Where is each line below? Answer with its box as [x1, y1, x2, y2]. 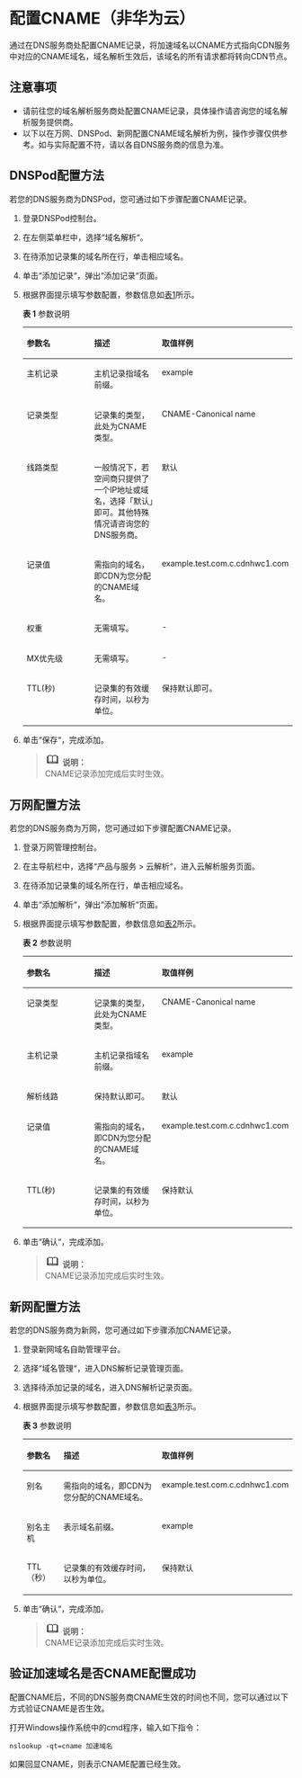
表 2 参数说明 [22, 937, 72, 949]
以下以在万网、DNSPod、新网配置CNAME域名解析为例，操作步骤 [22, 128, 264, 138]
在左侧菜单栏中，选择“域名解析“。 [22, 231, 148, 243]
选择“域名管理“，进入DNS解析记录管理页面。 [22, 1363, 189, 1374]
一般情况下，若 [93, 461, 150, 472]
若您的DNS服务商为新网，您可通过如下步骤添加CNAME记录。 [9, 1325, 236, 1336]
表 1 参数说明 [22, 308, 70, 319]
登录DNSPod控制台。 [22, 212, 102, 223]
